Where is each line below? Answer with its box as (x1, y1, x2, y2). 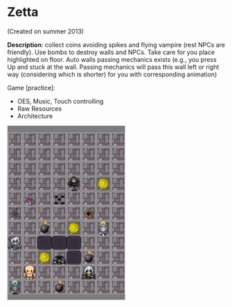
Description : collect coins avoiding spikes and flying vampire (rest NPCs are (7, 40, 226, 49)
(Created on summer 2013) (7, 27, 84, 35)
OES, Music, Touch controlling (17, 97, 104, 105)
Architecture (17, 112, 53, 120)
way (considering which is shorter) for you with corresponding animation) (7, 70, 217, 78)
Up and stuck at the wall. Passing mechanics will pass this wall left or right (7, 63, 220, 71)
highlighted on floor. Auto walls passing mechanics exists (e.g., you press (7, 55, 217, 63)
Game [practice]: (7, 83, 55, 92)
